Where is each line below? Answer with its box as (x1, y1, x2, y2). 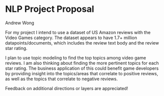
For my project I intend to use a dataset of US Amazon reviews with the (5, 29, 151, 35)
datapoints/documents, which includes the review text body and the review (5, 40, 159, 46)
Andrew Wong (5, 20, 35, 26)
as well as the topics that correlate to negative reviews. (5, 76, 118, 82)
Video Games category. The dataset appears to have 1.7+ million (5, 35, 138, 41)
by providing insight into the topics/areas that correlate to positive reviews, (5, 70, 158, 76)
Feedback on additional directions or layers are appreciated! (5, 85, 128, 91)
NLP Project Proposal (5, 3, 94, 15)
